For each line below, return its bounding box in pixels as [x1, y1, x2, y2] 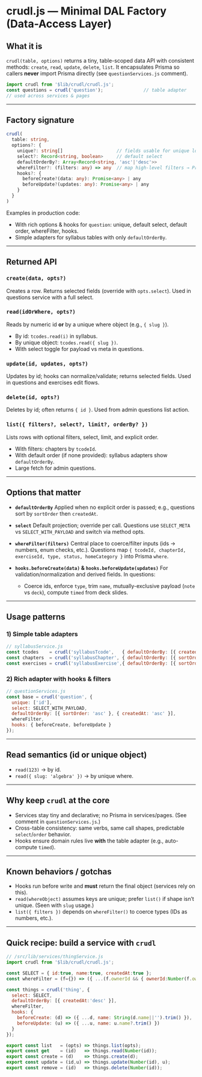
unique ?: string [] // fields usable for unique [17, 148, 189, 154]
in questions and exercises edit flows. [6, 379, 100, 387]
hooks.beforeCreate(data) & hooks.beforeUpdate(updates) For [14, 564, 168, 571]
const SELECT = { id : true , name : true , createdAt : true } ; [6, 970, 152, 976]
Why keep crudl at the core [6, 795, 110, 806]
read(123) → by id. [14, 766, 61, 773]
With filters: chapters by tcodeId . [14, 445, 97, 452]
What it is [6, 41, 43, 51]
